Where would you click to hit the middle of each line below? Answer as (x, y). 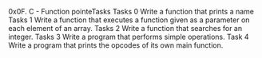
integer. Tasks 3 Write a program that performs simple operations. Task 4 (129, 37)
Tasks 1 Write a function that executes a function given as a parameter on (129, 20)
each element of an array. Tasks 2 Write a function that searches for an (125, 28)
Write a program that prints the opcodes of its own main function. (116, 45)
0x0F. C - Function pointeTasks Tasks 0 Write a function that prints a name (131, 12)
